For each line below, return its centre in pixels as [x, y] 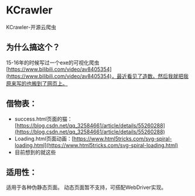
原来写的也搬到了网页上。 [37, 83]
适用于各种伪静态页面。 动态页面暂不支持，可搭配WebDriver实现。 [86, 187]
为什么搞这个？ [33, 47]
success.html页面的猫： [43, 119]
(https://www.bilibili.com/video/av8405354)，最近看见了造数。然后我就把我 [97, 76]
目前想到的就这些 [35, 152]
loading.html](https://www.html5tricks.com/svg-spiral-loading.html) [96, 145]
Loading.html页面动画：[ [44, 139]
